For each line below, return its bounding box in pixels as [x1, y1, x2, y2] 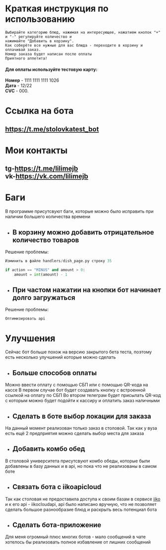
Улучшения [5, 332, 55, 344]
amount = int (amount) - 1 [14, 272, 68, 277]
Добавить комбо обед [12, 444, 85, 453]
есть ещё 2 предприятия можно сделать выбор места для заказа [5, 431, 144, 437]
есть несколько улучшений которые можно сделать [5, 354, 116, 360]
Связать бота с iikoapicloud [12, 483, 102, 491]
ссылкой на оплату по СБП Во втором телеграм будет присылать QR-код [5, 392, 161, 398]
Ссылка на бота [5, 105, 74, 116]
